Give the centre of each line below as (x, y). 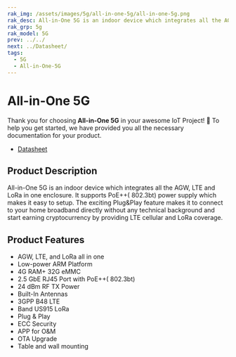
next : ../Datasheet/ (38, 46)
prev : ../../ (26, 40)
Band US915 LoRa (43, 309)
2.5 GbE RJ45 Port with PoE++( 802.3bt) (76, 279)
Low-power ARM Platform (55, 264)
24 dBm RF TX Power (48, 287)
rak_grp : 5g (25, 27)
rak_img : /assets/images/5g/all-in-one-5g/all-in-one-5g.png (99, 14)
